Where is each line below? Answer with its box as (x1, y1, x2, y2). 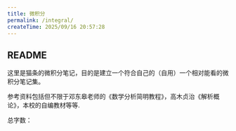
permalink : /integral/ (7, 17, 74, 24)
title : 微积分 (7, 10, 46, 18)
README (7, 49, 47, 61)
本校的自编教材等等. (22, 101, 81, 109)
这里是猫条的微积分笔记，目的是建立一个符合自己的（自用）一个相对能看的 (7, 69, 223, 77)
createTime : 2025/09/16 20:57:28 (7, 23, 105, 30)
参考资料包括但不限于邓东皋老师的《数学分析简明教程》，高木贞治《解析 (7, 92, 214, 101)
